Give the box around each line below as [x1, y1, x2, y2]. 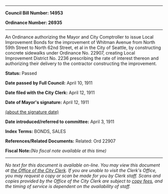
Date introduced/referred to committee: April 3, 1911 [5, 118, 114, 124]
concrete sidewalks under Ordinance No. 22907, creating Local [5, 50, 135, 55]
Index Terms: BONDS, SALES [5, 128, 66, 134]
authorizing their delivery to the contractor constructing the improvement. [5, 60, 157, 66]
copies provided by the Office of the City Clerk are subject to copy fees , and [5, 178, 163, 184]
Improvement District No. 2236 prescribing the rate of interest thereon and [5, 55, 159, 61]
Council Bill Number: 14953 [5, 10, 63, 15]
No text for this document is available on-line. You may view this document [5, 162, 160, 168]
